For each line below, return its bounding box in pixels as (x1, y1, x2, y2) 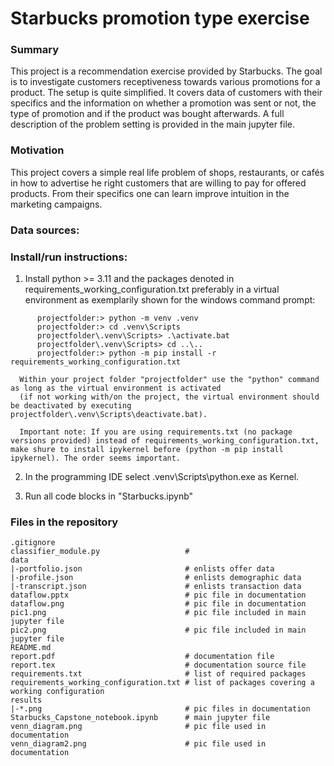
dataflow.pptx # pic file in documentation (10, 590, 307, 601)
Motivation (10, 143, 65, 157)
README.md (10, 643, 52, 653)
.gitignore (10, 538, 56, 548)
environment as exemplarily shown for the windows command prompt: (24, 294, 316, 306)
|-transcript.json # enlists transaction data (10, 582, 302, 592)
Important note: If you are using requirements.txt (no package (19, 427, 293, 437)
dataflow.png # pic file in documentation (10, 599, 307, 609)
